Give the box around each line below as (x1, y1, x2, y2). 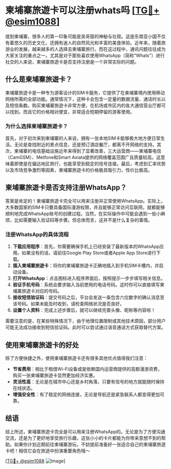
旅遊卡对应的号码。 (21, 288, 62, 294)
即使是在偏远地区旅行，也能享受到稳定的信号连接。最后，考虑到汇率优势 (14, 161, 166, 167)
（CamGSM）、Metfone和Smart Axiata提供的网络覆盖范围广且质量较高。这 (5, 154, 161, 160)
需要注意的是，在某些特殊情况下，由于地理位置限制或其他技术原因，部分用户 (5, 318, 166, 324)
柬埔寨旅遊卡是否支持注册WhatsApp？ (5, 183, 127, 192)
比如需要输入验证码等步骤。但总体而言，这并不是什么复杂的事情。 (14, 217, 153, 223)
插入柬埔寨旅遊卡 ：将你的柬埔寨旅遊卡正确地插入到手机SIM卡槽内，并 (12, 263, 159, 269)
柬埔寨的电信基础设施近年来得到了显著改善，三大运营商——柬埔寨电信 (14, 148, 161, 154)
